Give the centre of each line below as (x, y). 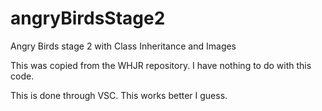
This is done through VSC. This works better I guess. (119, 95)
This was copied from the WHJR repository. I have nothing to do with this (161, 65)
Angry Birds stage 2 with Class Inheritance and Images (123, 46)
